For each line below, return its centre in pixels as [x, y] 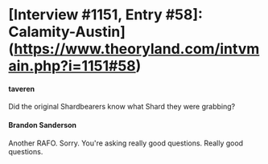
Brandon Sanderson [43, 125]
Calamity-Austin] [67, 32]
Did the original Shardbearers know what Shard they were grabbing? [122, 107]
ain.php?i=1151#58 [72, 66]
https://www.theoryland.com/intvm [137, 49]
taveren [21, 88]
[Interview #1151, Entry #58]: [106, 15]
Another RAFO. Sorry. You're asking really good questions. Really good [126, 143]
